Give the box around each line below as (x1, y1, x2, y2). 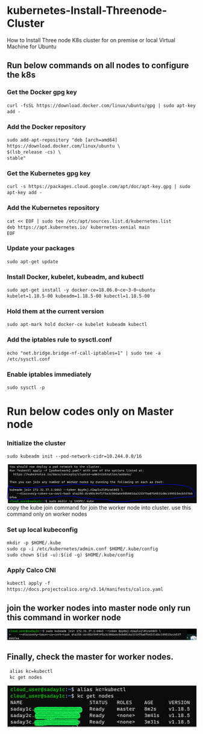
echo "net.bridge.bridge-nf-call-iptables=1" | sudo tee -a (7, 350, 161, 356)
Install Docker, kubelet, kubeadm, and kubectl (7, 273, 144, 281)
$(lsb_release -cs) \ (7, 149, 61, 155)
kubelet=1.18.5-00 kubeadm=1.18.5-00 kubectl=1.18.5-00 (7, 293, 150, 299)
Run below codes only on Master (7, 404, 174, 418)
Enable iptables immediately (7, 370, 92, 378)
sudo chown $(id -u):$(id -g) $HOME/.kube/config (7, 552, 134, 558)
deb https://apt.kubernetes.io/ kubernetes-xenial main (7, 224, 150, 230)
